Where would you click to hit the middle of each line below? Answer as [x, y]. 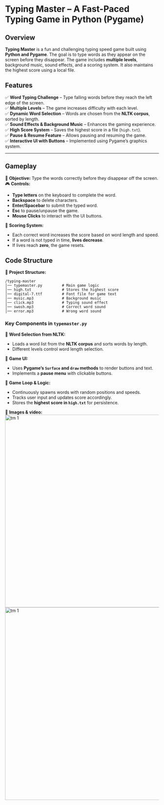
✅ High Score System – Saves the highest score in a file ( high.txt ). [73, 130]
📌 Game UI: [17, 358]
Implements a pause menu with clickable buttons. [62, 373]
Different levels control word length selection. [58, 349]
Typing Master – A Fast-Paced [67, 9]
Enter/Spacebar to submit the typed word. [55, 205]
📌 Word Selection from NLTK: [35, 334]
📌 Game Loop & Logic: [28, 383]
